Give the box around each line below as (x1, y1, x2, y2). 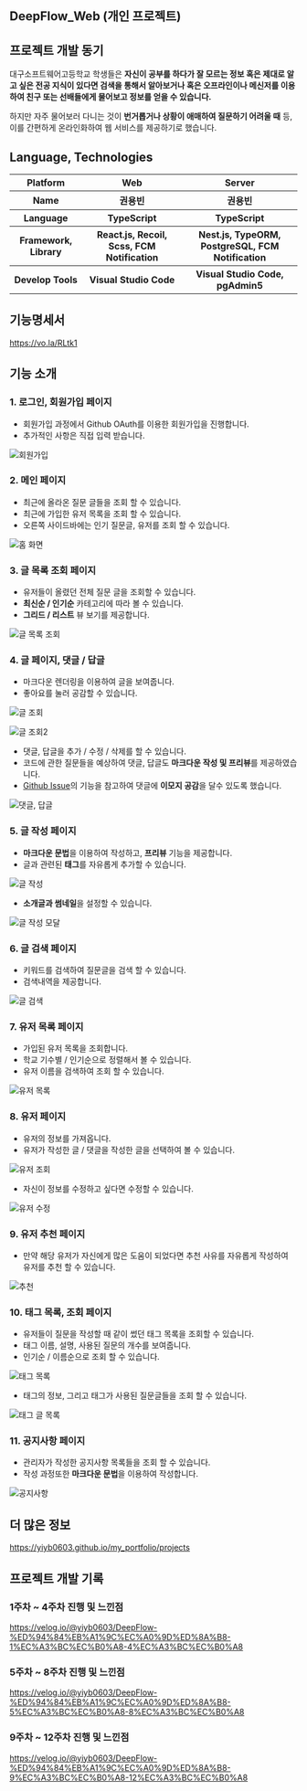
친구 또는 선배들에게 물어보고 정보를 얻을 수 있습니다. (26, 91, 212, 102)
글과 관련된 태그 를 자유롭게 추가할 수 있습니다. (22, 858, 187, 870)
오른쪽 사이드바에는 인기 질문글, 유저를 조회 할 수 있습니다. (22, 519, 230, 530)
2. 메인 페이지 (9, 474, 67, 487)
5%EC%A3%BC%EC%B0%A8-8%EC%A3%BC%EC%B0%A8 (9, 1707, 245, 1718)
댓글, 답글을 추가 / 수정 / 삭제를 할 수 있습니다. (22, 746, 187, 757)
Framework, (19, 234, 73, 247)
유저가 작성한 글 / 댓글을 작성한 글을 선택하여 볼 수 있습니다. (22, 1144, 236, 1155)
